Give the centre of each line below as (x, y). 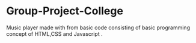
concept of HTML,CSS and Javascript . (55, 33)
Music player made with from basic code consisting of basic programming (98, 27)
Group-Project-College (65, 11)
